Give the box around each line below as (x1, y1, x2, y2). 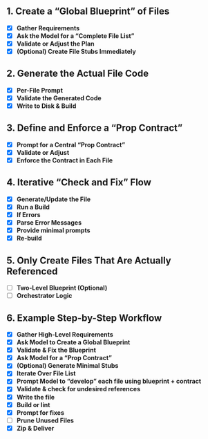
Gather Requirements (16, 24, 80, 32)
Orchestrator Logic (16, 292, 73, 300)
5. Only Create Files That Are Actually (6, 254, 171, 266)
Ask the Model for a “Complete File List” (16, 31, 135, 40)
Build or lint (16, 400, 50, 409)
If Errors (16, 211, 41, 218)
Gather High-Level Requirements (16, 330, 113, 338)
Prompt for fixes (16, 408, 65, 417)
